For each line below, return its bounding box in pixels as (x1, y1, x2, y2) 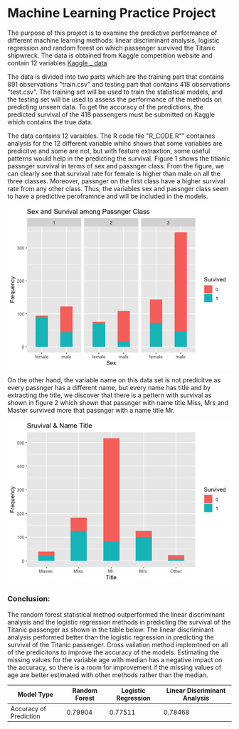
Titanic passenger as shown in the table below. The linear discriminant (7, 625, 214, 634)
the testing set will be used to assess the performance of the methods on (7, 94, 222, 104)
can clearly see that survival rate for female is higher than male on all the (7, 169, 221, 178)
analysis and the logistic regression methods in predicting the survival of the (7, 617, 231, 626)
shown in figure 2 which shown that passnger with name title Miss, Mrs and (7, 399, 229, 407)
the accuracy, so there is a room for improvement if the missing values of (7, 663, 222, 671)
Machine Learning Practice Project (7, 5, 216, 21)
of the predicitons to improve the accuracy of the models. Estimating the (7, 648, 219, 657)
